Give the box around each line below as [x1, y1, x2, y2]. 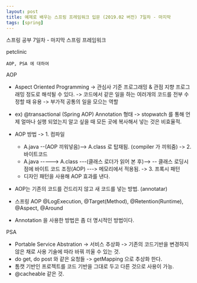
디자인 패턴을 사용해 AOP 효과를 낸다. [23, 173, 111, 180]
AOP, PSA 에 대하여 [6, 61, 49, 67]
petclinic [6, 48, 27, 56]
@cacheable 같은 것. [14, 270, 64, 278]
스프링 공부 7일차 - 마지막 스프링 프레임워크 [6, 37, 106, 44]
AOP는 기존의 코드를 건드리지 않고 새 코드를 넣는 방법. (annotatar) [14, 186, 167, 193]
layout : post [6, 8, 38, 15]
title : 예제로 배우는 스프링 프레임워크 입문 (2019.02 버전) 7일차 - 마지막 [6, 14, 171, 20]
